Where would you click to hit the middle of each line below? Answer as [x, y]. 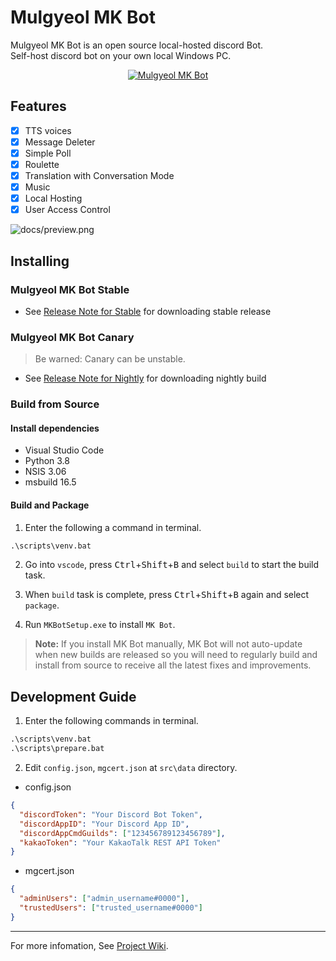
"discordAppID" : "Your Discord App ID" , [104, 824]
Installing [40, 261]
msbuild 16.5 [50, 482]
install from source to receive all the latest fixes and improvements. [173, 665]
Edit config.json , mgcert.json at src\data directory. [131, 767]
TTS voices [48, 130]
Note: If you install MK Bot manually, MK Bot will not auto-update [168, 644]
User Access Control [67, 210]
